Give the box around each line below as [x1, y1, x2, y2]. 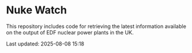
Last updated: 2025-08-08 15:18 [6, 40, 85, 47]
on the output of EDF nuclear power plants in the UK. [6, 29, 134, 36]
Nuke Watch [6, 3, 68, 17]
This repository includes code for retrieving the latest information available [6, 23, 187, 30]
